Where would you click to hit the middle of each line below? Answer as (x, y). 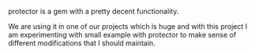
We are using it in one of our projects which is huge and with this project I (128, 26)
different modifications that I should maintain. (82, 43)
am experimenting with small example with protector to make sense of (122, 35)
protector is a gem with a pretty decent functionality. (94, 11)
